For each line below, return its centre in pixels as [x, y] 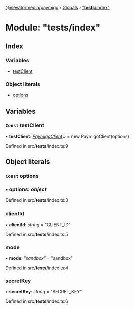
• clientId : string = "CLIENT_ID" [38, 224]
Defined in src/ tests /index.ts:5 [37, 234]
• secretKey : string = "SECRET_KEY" [44, 292]
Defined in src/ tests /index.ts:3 [37, 200]
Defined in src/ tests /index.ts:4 [37, 268]
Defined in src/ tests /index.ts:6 [37, 301]
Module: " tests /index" [53, 28]
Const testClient [25, 125]
